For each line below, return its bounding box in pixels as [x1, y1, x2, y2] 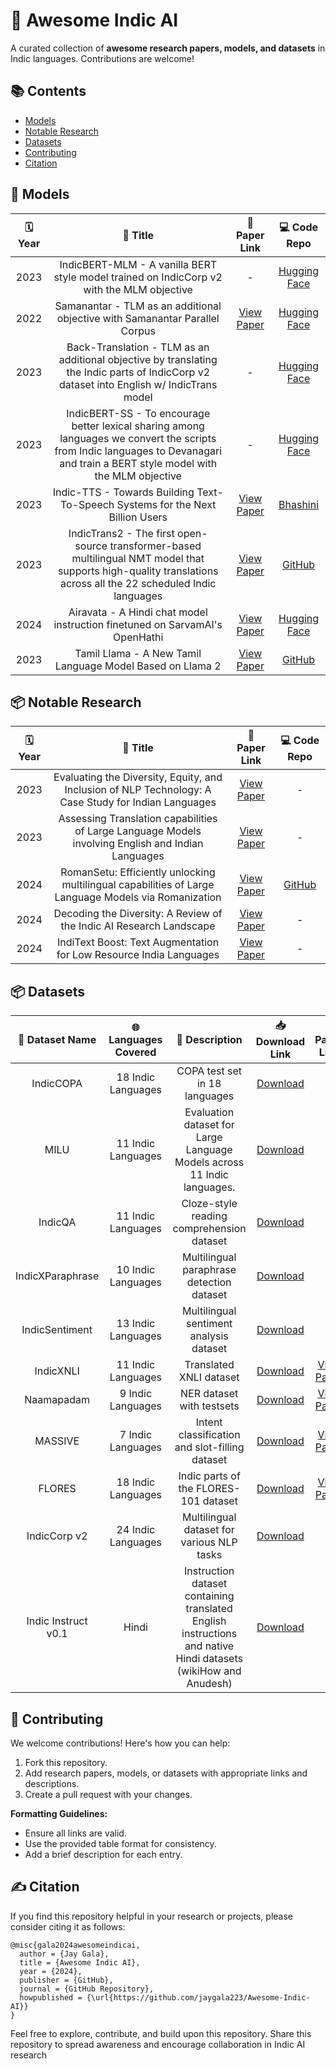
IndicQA [38, 1215, 77, 1229]
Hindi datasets [175, 1652, 243, 1666]
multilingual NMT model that [71, 551, 205, 565]
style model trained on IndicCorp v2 [53, 270, 223, 284]
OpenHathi [113, 630, 164, 644]
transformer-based [109, 539, 202, 553]
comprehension [172, 1222, 247, 1236]
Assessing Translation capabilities [58, 812, 218, 826]
